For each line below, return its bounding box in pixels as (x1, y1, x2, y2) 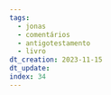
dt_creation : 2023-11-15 (9, 55, 103, 64)
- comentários (17, 30, 70, 39)
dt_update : (9, 64, 51, 73)
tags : (9, 13, 30, 23)
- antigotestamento (17, 38, 91, 48)
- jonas (17, 22, 47, 31)
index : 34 (9, 72, 47, 81)
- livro (17, 47, 47, 56)
